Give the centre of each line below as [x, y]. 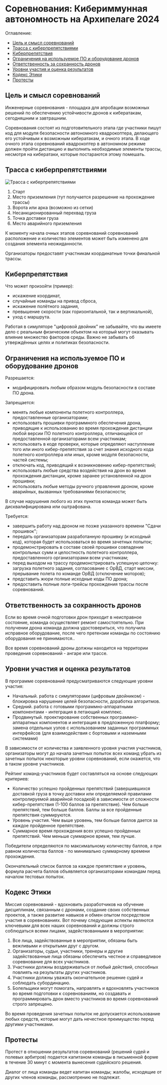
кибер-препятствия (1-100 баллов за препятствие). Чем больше [80, 804]
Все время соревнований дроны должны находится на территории [77, 648]
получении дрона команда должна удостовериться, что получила [75, 628]
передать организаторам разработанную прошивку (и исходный [81, 537]
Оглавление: [19, 33]
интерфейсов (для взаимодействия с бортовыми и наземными [79, 733]
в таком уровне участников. [35, 764]
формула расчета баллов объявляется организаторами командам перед [83, 871]
